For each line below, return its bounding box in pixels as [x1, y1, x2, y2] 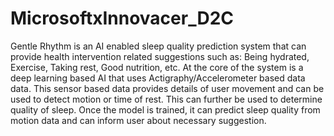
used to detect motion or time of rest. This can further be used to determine [10, 93, 323, 105]
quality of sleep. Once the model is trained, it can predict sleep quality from [10, 103, 321, 116]
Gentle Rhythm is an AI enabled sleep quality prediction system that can [10, 40, 307, 52]
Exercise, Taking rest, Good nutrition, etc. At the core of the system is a [10, 61, 304, 73]
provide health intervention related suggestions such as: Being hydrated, [10, 50, 310, 62]
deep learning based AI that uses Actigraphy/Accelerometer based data [10, 72, 306, 84]
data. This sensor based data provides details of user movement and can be [10, 82, 325, 94]
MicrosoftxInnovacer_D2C [10, 7, 234, 30]
